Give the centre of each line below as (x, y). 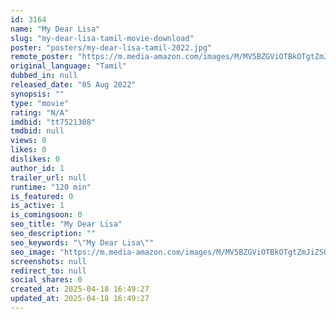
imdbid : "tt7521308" (53, 122)
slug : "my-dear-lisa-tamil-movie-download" (102, 38)
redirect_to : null (48, 271)
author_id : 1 (37, 168)
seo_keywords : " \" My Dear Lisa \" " (82, 242)
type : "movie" (40, 103)
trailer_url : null (48, 177)
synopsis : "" (37, 94)
